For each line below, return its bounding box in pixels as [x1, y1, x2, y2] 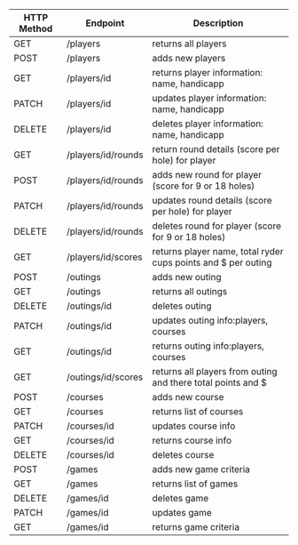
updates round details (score [152, 195, 272, 206]
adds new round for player [152, 169, 263, 180]
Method [19, 22, 53, 35]
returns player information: [152, 67, 263, 78]
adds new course [152, 391, 224, 403]
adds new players [152, 52, 226, 64]
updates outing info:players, [152, 315, 269, 326]
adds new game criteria [152, 463, 251, 475]
